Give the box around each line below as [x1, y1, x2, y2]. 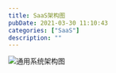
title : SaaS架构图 [8, 11, 66, 20]
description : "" [8, 33, 62, 42]
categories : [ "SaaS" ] [8, 26, 80, 34]
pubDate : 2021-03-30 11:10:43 [8, 19, 109, 27]
